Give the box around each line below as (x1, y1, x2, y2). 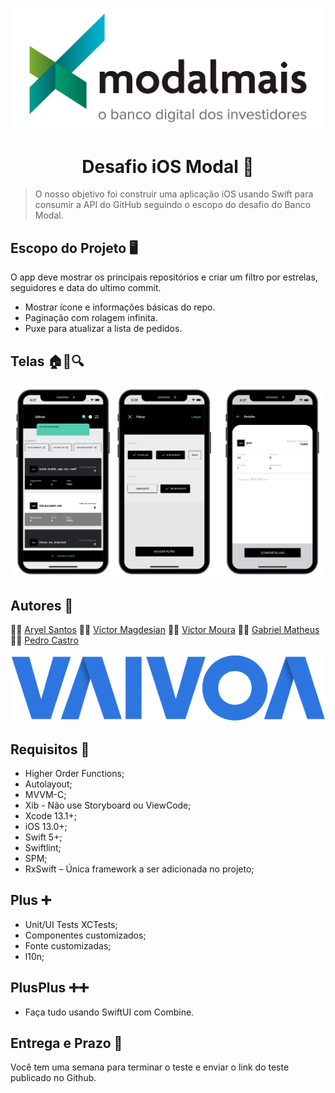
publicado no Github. (10, 1072, 97, 1084)
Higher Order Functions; (24, 767, 125, 779)
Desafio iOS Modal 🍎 (81, 155, 255, 178)
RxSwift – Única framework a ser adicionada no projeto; (24, 863, 255, 875)
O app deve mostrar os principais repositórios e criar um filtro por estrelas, (10, 271, 318, 283)
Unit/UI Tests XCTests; (24, 918, 118, 930)
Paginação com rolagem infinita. (24, 312, 158, 324)
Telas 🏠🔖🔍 (10, 353, 85, 370)
